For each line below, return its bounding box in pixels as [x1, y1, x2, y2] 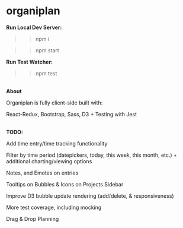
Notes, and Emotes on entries [6, 169, 79, 176]
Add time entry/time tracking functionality [6, 140, 108, 147]
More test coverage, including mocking [6, 204, 102, 211]
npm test [35, 69, 57, 77]
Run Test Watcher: [6, 58, 53, 65]
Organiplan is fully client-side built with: [6, 99, 103, 106]
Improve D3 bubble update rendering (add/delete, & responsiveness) [6, 192, 174, 199]
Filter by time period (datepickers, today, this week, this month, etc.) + [6, 151, 178, 159]
